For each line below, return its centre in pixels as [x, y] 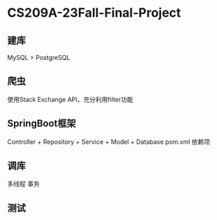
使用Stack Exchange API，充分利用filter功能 [70, 99]
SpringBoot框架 [42, 124]
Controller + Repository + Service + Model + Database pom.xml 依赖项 [109, 142]
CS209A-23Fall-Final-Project [94, 13]
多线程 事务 [23, 184]
